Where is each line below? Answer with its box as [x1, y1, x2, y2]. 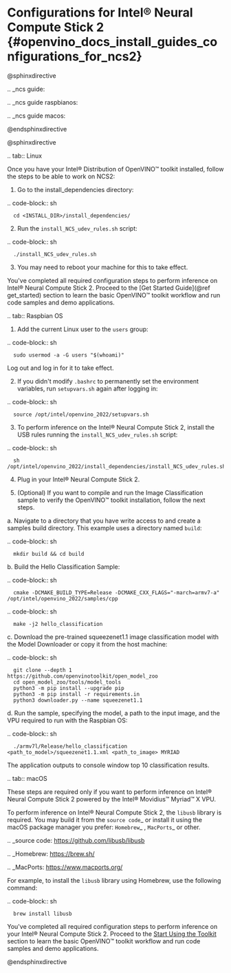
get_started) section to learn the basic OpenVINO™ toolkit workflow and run [7, 291, 221, 299]
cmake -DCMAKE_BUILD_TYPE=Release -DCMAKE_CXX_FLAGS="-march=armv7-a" [13, 589, 220, 596]
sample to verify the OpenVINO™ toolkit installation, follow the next [16, 496, 206, 504]
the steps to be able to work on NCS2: [7, 172, 115, 180]
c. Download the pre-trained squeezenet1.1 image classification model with [7, 632, 219, 641]
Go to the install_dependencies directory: [16, 185, 134, 193]
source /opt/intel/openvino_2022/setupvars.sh [13, 411, 149, 418]
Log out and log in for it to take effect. [7, 364, 114, 372]
